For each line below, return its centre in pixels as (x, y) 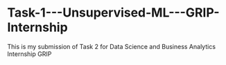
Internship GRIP (29, 54)
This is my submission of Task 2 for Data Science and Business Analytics (112, 46)
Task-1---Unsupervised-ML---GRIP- (113, 13)
